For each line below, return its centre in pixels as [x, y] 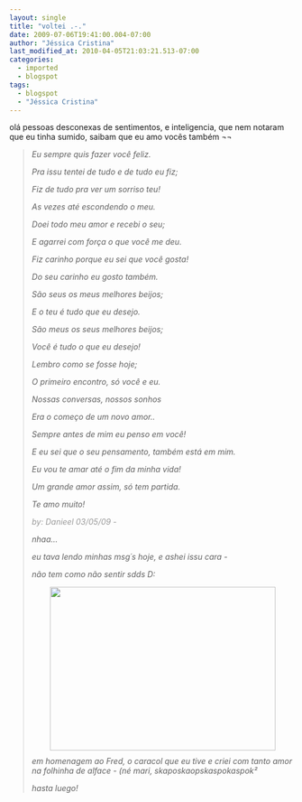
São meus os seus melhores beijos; [97, 330]
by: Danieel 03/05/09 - [74, 522]
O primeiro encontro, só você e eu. [96, 382]
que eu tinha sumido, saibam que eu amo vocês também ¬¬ [121, 137]
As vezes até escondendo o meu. [93, 207]
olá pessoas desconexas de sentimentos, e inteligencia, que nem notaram [147, 127]
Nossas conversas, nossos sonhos [96, 399]
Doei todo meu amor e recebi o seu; [98, 224]
